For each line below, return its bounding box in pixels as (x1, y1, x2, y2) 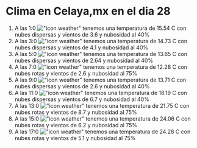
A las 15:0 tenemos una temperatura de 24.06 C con (14, 115, 191, 122)
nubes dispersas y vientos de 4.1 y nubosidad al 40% (14, 44, 149, 51)
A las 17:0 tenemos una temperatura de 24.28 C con (14, 128, 191, 135)
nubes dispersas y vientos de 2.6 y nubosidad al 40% (14, 82, 150, 90)
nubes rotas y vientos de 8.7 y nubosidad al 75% (14, 108, 138, 116)
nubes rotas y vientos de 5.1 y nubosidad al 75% (14, 134, 136, 141)
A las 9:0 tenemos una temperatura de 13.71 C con (14, 76, 187, 83)
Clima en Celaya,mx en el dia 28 (5, 4, 171, 18)
